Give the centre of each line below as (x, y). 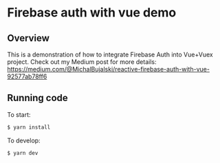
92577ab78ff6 (27, 76)
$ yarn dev (23, 153)
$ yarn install (29, 127)
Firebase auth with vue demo (92, 13)
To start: (19, 114)
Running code (38, 98)
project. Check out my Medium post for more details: (82, 62)
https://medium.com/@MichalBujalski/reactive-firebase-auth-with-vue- (108, 69)
